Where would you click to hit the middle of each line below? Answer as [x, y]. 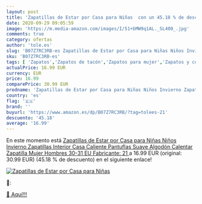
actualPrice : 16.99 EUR [36, 67]
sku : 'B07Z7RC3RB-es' [33, 56]
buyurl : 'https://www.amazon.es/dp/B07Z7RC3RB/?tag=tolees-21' [87, 112]
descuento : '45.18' [31, 118]
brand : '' [19, 106]
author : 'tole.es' [29, 46]
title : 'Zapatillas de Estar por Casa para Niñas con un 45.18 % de [95, 17]
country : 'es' [24, 95]
